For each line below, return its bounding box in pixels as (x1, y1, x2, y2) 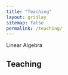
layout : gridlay (6, 14, 47, 20)
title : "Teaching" (6, 8, 52, 15)
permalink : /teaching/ (6, 25, 63, 32)
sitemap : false (6, 20, 44, 26)
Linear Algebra (6, 42, 43, 49)
